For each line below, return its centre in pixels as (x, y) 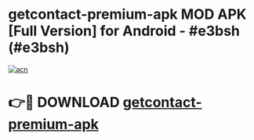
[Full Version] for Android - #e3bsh (124, 31)
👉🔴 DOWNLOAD (64, 102)
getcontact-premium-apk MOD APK (127, 14)
